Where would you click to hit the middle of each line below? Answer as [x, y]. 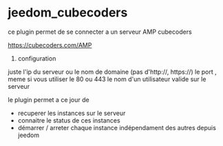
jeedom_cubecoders [68, 13]
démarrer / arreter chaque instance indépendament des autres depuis [117, 127]
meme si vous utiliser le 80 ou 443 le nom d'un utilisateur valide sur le [107, 79]
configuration [37, 58]
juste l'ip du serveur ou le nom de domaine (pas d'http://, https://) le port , [113, 72]
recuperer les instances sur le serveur [72, 113]
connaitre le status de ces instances [69, 120]
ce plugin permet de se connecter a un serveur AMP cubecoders [100, 32]
